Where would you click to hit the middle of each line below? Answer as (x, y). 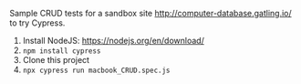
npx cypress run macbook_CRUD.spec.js (96, 70)
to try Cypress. (37, 23)
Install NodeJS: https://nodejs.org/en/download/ (114, 41)
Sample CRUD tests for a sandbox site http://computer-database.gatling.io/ (150, 13)
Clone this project (56, 60)
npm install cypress (62, 51)
